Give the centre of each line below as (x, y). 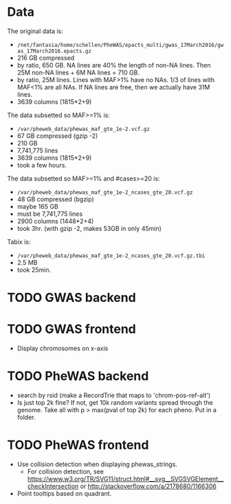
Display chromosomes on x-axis (63, 348)
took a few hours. (42, 165)
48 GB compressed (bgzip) (55, 199)
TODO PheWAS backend (78, 376)
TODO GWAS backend (71, 298)
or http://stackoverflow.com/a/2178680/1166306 (148, 486)
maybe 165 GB (37, 206)
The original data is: (35, 31)
